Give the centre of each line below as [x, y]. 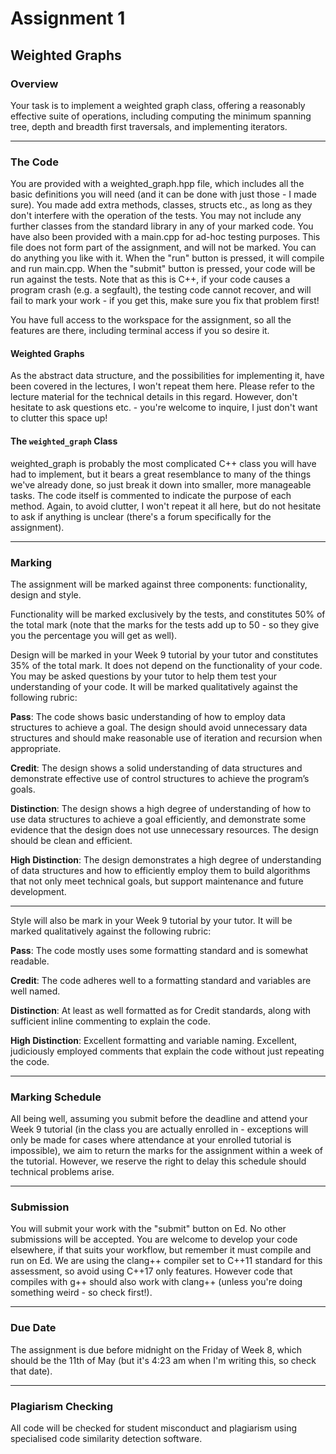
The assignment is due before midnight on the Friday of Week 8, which [156, 1349]
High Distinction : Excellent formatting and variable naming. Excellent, [154, 1040]
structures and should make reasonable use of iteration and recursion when [166, 738]
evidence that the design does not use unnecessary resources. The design [164, 829]
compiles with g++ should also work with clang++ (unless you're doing [156, 1282]
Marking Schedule [56, 1097]
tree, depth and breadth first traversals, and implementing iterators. [149, 126]
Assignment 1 [68, 18]
